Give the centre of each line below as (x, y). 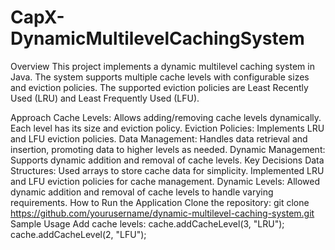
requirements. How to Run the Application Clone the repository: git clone (160, 202)
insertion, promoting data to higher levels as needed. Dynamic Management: (168, 149)
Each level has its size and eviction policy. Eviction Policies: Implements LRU (167, 128)
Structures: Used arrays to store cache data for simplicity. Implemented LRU (167, 170)
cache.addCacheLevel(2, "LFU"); (78, 234)
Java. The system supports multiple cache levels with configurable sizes (160, 77)
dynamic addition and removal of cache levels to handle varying (142, 192)
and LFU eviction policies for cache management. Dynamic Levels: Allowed (165, 181)
